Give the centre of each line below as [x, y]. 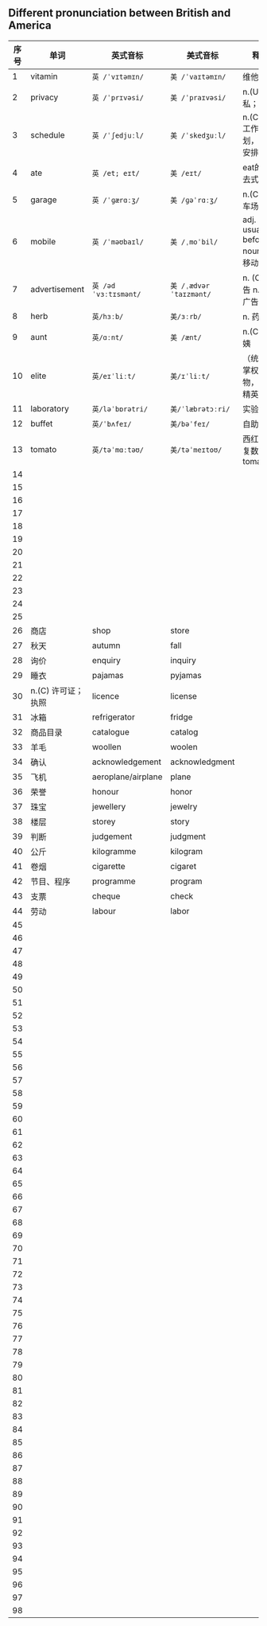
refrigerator [113, 717]
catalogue [110, 731]
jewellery [109, 806]
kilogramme [114, 851]
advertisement [58, 289]
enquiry [106, 660]
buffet [42, 423]
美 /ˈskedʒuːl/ [198, 135]
